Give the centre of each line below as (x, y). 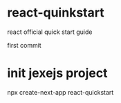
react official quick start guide (50, 32)
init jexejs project (57, 73)
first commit (24, 45)
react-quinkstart (56, 13)
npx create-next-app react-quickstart (60, 92)
